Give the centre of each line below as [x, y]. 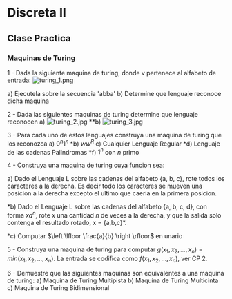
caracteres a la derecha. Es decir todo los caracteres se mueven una [105, 186]
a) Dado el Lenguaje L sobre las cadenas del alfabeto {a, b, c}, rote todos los [116, 179]
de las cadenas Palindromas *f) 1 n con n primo [73, 151]
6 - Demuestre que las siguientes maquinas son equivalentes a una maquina [116, 273]
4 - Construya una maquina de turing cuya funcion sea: [86, 165]
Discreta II [37, 13]
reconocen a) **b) [54, 122]
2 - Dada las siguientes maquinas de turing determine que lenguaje [103, 114]
